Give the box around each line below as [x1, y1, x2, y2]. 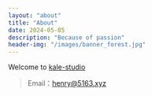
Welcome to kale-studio [8, 62, 86, 72]
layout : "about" [8, 11, 61, 20]
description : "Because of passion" [8, 33, 125, 42]
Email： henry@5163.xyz [27, 79, 107, 88]
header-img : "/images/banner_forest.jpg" [8, 41, 146, 49]
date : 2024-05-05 [8, 26, 65, 34]
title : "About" [8, 19, 58, 27]
